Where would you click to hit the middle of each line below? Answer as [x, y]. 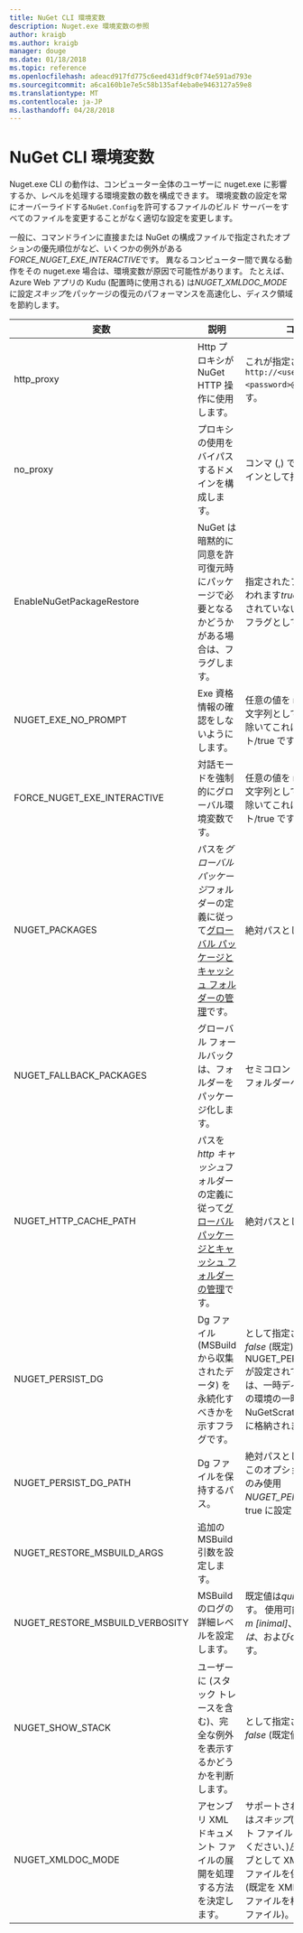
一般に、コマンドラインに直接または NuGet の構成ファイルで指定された [142, 237]
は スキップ [268, 1820]
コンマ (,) [265, 463]
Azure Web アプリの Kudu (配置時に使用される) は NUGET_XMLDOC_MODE [148, 283]
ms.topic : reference [48, 69]
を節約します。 [37, 305]
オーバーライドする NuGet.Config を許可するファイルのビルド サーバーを [149, 207]
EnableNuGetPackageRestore [77, 601]
